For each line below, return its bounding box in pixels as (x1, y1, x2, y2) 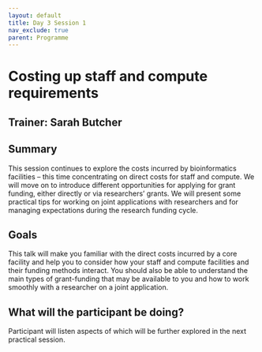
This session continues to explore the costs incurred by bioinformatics (8, 163, 237, 173)
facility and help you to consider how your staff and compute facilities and (8, 257, 249, 267)
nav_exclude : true (8, 26, 69, 34)
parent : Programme (8, 33, 69, 42)
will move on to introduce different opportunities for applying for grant (8, 180, 236, 189)
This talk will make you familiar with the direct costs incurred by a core (8, 249, 238, 259)
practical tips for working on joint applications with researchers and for (8, 197, 239, 206)
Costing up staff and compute (8, 68, 208, 85)
